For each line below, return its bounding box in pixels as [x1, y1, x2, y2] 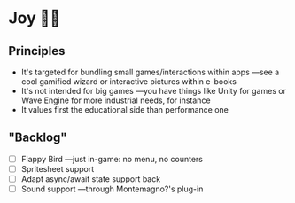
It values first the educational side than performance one [20, 105, 229, 114]
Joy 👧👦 [8, 8, 61, 28]
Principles [8, 43, 66, 59]
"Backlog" [8, 130, 67, 145]
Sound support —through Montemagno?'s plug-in [20, 183, 204, 194]
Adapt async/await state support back [20, 173, 161, 184]
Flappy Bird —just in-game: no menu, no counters [20, 153, 203, 164]
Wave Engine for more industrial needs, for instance [20, 95, 211, 105]
